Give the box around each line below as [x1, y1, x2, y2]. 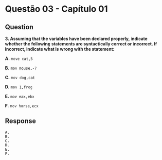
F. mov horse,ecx [5, 103, 39, 108]
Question [5, 23, 34, 31]
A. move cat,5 [5, 56, 33, 61]
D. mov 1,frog [5, 84, 33, 90]
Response [5, 117, 36, 125]
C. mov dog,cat [5, 75, 35, 80]
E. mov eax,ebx [5, 94, 35, 99]
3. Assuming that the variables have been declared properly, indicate [5, 36, 147, 41]
